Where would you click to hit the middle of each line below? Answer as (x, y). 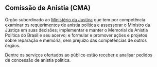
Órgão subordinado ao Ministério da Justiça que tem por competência (75, 19)
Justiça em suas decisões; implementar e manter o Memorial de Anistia (77, 30)
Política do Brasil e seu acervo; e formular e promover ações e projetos (76, 35)
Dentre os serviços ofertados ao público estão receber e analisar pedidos (79, 55)
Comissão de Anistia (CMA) (48, 8)
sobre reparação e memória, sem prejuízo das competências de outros (76, 40)
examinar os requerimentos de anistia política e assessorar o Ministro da (78, 25)
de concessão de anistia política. (38, 60)
